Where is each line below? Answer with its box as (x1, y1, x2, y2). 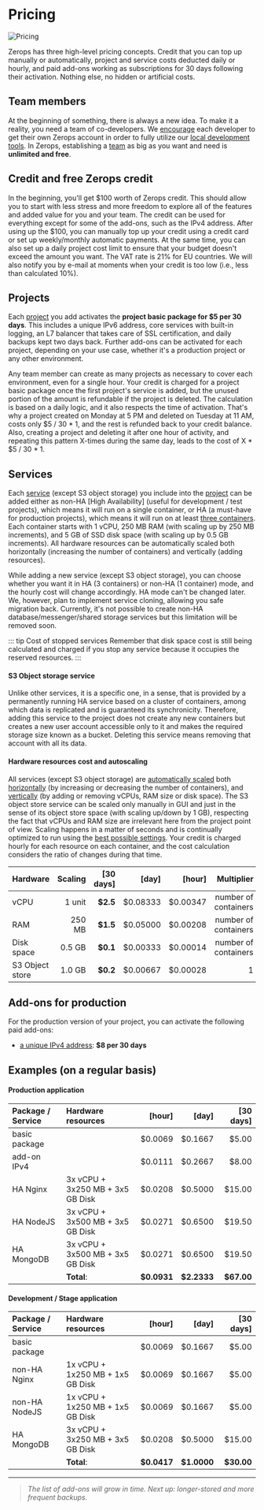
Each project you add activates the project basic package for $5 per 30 (8, 312, 242, 322)
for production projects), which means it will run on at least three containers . (8, 514, 256, 523)
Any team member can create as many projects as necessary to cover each (8, 369, 253, 379)
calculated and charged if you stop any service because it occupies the (8, 645, 240, 654)
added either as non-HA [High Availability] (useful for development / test (8, 497, 243, 506)
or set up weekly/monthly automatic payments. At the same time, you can (8, 235, 246, 244)
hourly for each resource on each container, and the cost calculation (8, 841, 230, 850)
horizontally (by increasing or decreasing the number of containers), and (8, 783, 244, 792)
